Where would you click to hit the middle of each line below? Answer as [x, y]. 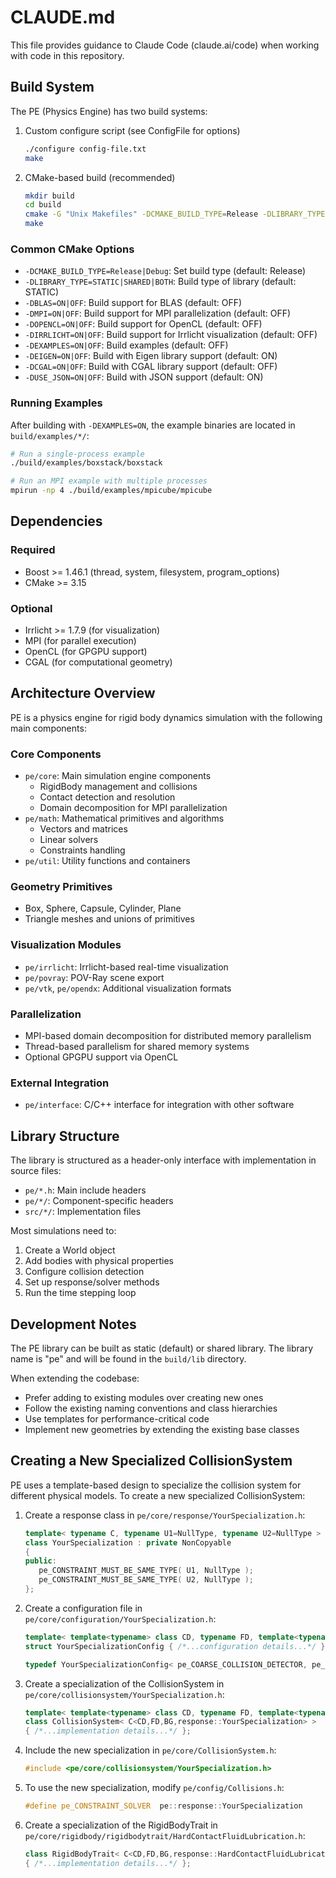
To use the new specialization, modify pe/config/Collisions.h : [154, 1788]
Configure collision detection [84, 1272]
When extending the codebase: [75, 1378]
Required [33, 550]
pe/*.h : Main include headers [85, 1190]
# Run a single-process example [77, 454]
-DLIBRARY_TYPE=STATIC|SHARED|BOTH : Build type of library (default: [160, 282]
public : [40, 1561]
